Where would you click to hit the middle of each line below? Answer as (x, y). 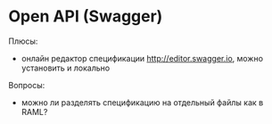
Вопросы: (27, 85)
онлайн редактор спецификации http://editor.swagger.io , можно (142, 58)
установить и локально (66, 68)
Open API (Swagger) (86, 17)
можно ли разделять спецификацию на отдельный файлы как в (142, 102)
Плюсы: (23, 41)
